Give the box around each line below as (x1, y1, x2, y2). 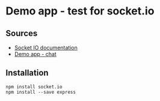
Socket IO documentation (14, 44, 78, 51)
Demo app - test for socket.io (5, 4, 155, 18)
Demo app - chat (14, 50, 57, 58)
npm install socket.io (5, 84, 63, 90)
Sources (5, 28, 38, 38)
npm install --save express (5, 89, 76, 95)
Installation (5, 68, 49, 78)
